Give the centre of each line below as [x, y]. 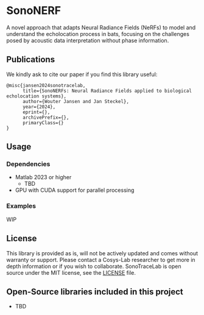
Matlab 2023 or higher [43, 177]
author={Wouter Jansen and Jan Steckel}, [76, 101]
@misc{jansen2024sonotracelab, [46, 85]
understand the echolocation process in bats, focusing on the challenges [98, 34]
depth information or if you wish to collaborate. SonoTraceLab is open [94, 266]
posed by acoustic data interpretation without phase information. [88, 40]
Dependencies [28, 164]
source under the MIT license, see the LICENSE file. [71, 272]
